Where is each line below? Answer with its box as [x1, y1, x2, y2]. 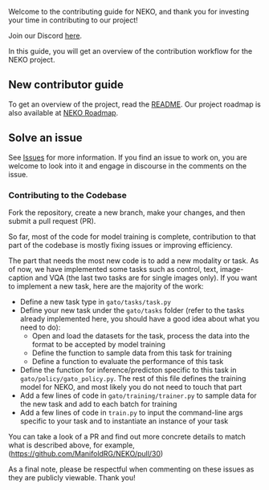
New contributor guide [8, 78, 124, 91]
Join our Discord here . [8, 31, 83, 40]
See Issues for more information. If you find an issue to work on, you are [8, 152, 247, 162]
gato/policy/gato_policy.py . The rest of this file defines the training [19, 373, 247, 383]
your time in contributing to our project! [8, 15, 138, 25]
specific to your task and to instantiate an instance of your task [19, 416, 229, 426]
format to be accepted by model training [31, 339, 166, 349]
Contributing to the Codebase [8, 189, 127, 200]
